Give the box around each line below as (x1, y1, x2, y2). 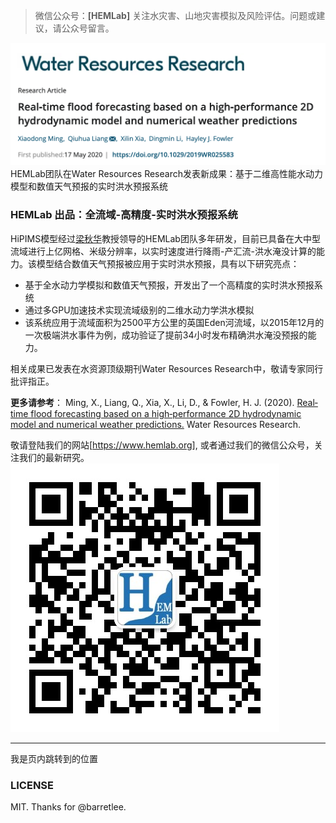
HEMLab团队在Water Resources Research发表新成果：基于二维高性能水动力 (10, 168, 323, 180)
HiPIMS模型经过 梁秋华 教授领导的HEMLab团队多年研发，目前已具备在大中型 (10, 232, 321, 244)
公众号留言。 (61, 22, 115, 34)
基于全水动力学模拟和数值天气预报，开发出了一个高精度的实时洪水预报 (24, 279, 315, 291)
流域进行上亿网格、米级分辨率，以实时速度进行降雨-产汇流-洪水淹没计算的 (10, 245, 317, 257)
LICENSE (10, 778, 55, 792)
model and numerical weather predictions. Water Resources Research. (10, 418, 301, 430)
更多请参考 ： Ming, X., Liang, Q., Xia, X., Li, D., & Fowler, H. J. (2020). (10, 396, 295, 408)
